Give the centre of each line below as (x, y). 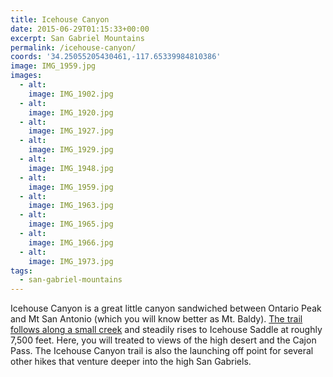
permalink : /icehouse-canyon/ (73, 47)
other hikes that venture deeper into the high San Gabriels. (131, 362)
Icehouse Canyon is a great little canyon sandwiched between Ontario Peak (166, 308)
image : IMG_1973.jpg (71, 261)
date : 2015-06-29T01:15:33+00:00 (80, 29)
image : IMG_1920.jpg (71, 112)
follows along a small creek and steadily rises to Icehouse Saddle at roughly (166, 330)
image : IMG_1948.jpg (71, 168)
